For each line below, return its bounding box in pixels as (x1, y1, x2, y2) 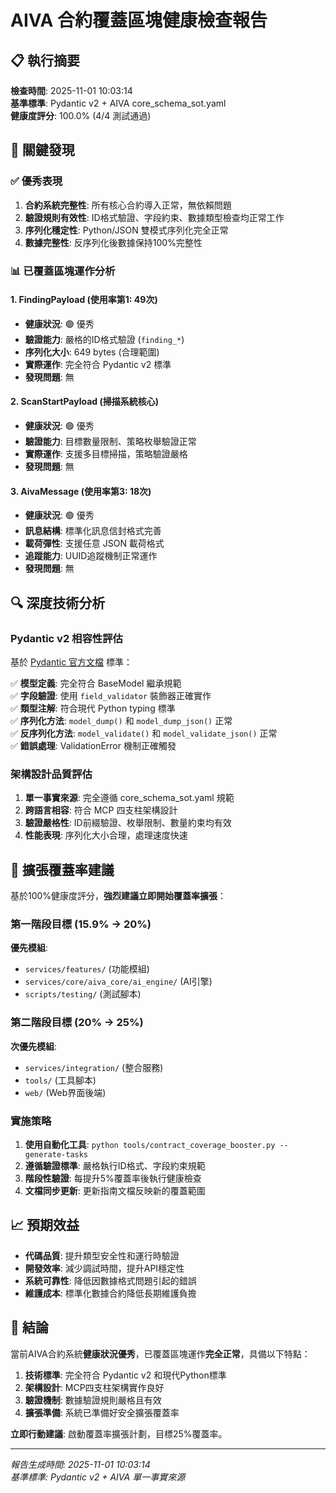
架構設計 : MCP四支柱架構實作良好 (24, 1381, 165, 1393)
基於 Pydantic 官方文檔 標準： (10, 656, 133, 668)
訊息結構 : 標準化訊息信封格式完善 (24, 525, 162, 537)
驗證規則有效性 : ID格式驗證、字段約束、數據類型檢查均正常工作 (24, 211, 285, 223)
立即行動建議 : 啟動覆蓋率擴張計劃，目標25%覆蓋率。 (10, 1427, 228, 1440)
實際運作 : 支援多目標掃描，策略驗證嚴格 (24, 448, 188, 460)
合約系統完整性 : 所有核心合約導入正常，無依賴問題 (24, 199, 232, 211)
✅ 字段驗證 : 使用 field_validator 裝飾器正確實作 (10, 689, 212, 701)
